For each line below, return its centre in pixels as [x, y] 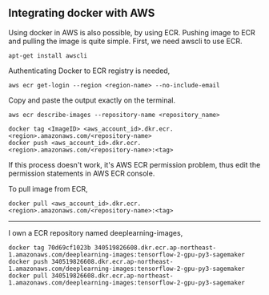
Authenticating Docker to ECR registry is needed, [89, 71]
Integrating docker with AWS [82, 13]
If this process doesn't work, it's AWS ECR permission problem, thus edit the [134, 164]
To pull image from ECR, [48, 188]
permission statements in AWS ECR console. [82, 173]
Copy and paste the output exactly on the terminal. [92, 100]
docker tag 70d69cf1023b [50, 248]
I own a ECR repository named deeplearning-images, [96, 232]
